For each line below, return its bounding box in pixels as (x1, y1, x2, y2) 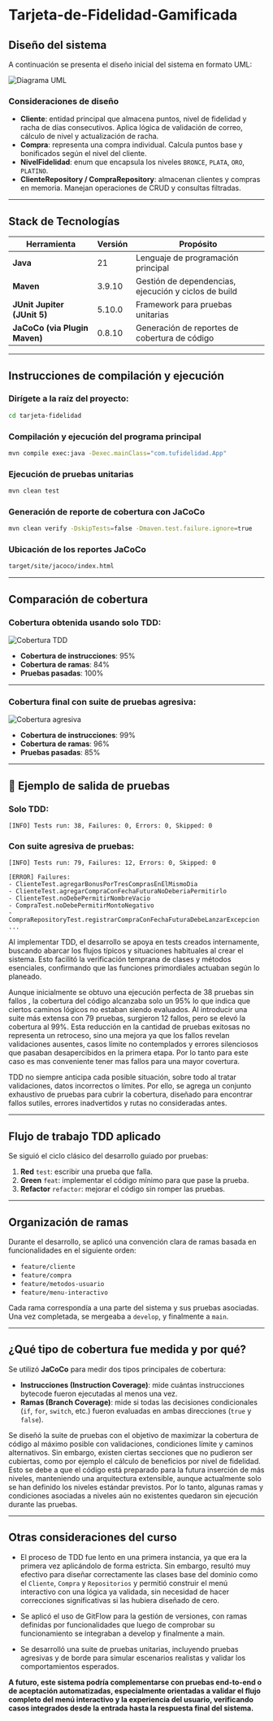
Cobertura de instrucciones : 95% (19, 651, 136, 661)
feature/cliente (19, 1263, 76, 1271)
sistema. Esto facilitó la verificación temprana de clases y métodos (8, 954, 232, 964)
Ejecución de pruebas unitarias (8, 468, 134, 480)
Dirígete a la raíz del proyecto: (8, 393, 129, 404)
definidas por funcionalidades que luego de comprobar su (19, 1619, 215, 1629)
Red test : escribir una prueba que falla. (19, 1167, 153, 1176)
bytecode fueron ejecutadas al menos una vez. (19, 1389, 178, 1398)
